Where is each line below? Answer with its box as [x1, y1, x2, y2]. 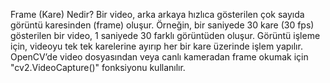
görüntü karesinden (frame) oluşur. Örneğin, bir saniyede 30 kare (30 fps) [10, 19, 315, 31]
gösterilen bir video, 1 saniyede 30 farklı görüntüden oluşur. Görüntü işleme [10, 30, 321, 41]
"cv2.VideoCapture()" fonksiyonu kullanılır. [10, 62, 186, 73]
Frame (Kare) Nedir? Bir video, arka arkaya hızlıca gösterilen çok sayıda [10, 9, 305, 20]
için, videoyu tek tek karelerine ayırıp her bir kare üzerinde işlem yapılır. [10, 40, 303, 52]
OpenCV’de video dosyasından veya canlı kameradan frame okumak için [10, 51, 309, 63]
